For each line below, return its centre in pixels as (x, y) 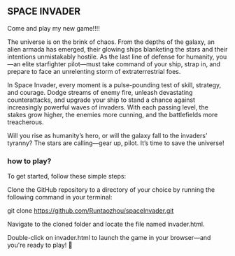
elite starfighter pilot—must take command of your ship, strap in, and (121, 64)
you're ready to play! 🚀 (40, 245)
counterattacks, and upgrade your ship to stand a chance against (101, 100)
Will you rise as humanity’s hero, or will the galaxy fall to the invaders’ (107, 135)
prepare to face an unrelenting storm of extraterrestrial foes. (94, 71)
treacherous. (26, 122)
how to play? (29, 161)
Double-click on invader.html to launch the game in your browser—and (109, 238)
